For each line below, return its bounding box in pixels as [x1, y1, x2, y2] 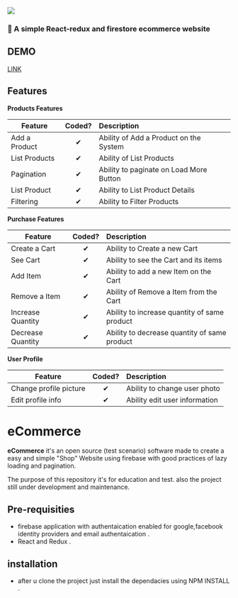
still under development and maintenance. [7, 483, 130, 492]
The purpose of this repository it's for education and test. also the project [7, 475, 222, 484]
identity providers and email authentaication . [17, 530, 150, 538]
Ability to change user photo [126, 383, 221, 393]
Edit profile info [11, 395, 62, 405]
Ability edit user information [126, 395, 218, 405]
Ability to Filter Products [98, 196, 179, 206]
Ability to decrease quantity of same [106, 327, 227, 337]
